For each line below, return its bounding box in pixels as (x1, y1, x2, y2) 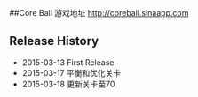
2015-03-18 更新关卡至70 (21, 78, 115, 89)
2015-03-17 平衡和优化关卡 (21, 67, 122, 78)
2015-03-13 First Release (21, 56, 115, 68)
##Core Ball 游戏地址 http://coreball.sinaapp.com (9, 8, 189, 18)
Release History (9, 34, 99, 48)
